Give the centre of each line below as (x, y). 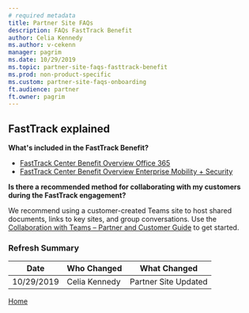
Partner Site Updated (168, 282)
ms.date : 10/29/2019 (42, 60)
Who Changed (94, 269)
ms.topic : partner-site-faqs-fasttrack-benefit (88, 67)
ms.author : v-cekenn (42, 45)
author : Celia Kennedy (45, 38)
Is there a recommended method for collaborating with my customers (124, 187)
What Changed (169, 269)
